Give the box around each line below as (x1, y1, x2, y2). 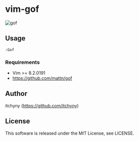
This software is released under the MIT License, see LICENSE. (5, 130, 135, 136)
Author (5, 90, 27, 98)
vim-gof (5, 3, 40, 15)
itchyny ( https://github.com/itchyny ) (5, 102, 79, 108)
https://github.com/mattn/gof (12, 75, 72, 81)
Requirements (5, 58, 40, 65)
